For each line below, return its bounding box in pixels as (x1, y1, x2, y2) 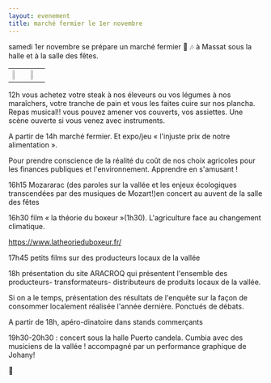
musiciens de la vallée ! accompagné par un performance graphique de (8, 341, 247, 351)
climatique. (8, 221, 45, 231)
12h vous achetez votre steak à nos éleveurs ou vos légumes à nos (8, 90, 231, 100)
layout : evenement (8, 11, 70, 20)
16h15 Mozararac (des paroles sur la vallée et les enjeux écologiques (8, 180, 237, 189)
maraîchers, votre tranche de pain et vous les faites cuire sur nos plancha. (8, 98, 256, 108)
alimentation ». (8, 139, 58, 150)
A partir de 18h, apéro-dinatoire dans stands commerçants (8, 317, 204, 326)
